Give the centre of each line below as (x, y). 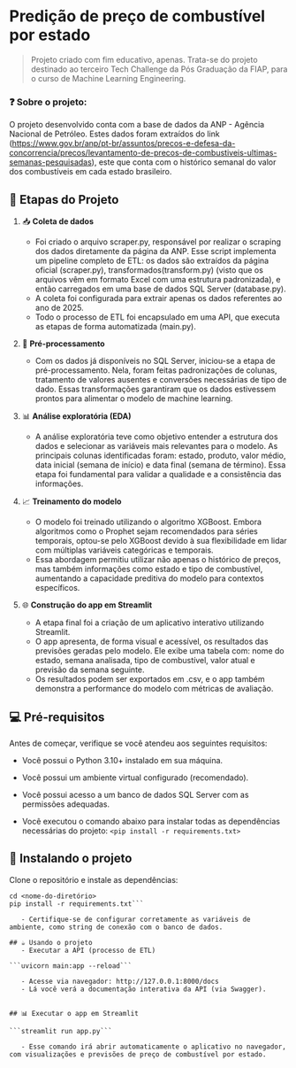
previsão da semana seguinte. (90, 669)
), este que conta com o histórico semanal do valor (184, 162)
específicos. (57, 588)
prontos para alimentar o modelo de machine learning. (134, 399)
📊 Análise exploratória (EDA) (76, 416)
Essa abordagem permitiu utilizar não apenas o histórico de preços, (158, 560)
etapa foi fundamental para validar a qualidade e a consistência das (158, 475)
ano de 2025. (59, 308)
